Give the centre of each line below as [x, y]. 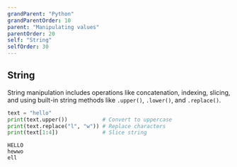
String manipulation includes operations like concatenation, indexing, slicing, [119, 92]
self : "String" [30, 40]
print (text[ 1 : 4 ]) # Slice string [77, 133]
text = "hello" [30, 113]
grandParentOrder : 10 [39, 21]
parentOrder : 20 [31, 34]
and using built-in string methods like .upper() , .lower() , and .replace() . [114, 100]
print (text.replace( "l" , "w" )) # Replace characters [87, 126]
